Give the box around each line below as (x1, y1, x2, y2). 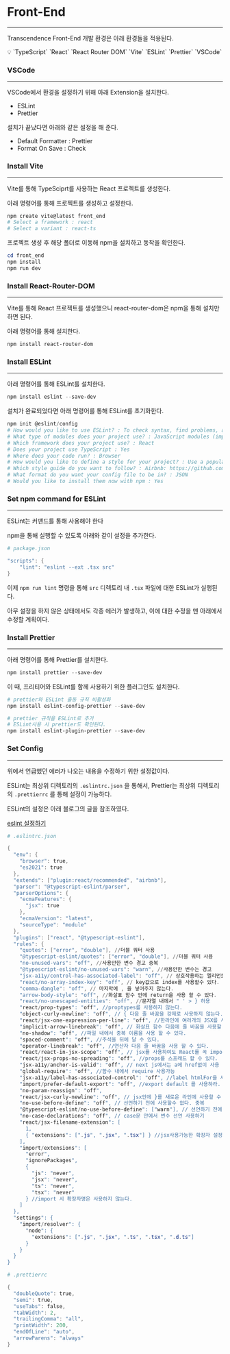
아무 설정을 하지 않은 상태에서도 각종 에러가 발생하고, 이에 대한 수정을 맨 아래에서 (7, 606, 222, 615)
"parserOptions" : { (13, 889, 69, 896)
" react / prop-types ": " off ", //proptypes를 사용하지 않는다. (19, 1005, 183, 1011)
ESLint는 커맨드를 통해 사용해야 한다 (7, 517, 104, 525)
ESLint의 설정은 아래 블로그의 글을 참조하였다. (7, 804, 129, 813)
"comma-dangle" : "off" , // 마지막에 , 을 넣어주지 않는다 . (19, 985, 175, 992)
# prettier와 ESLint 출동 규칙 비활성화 (7, 696, 111, 703)
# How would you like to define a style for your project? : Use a (7, 458, 204, 466)
